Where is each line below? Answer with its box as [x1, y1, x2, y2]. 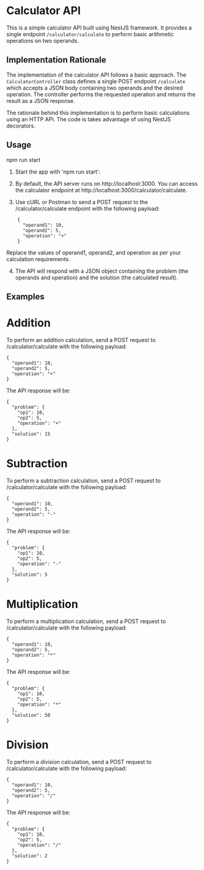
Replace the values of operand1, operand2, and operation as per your [6, 249, 181, 256]
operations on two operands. [6, 37, 79, 44]
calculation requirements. [6, 255, 70, 262]
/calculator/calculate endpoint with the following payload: [15, 205, 160, 212]
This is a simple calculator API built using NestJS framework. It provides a [6, 24, 192, 31]
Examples [6, 291, 45, 302]
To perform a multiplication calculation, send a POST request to [6, 617, 166, 625]
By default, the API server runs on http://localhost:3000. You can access [15, 180, 198, 187]
